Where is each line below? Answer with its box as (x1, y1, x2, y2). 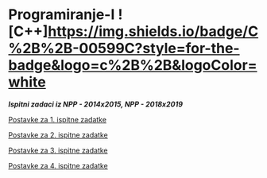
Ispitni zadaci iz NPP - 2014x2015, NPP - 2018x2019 (8, 99, 184, 109)
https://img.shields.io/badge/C (47, 22, 259, 41)
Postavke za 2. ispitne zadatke (8, 130, 109, 140)
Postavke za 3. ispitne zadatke (8, 145, 109, 155)
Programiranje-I (8, 6, 115, 24)
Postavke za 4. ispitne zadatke (8, 161, 109, 170)
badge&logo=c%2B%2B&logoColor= (8, 56, 257, 75)
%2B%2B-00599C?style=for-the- (8, 40, 240, 57)
